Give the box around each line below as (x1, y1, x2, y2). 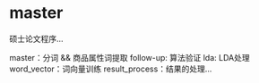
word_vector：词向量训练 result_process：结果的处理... (9, 63, 212, 74)
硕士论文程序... (9, 33, 65, 44)
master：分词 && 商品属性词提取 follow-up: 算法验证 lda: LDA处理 (9, 52, 250, 62)
